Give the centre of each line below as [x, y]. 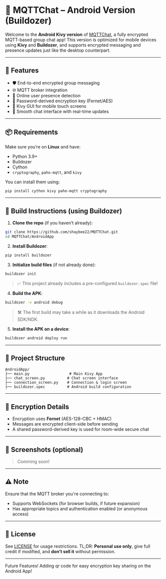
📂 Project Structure [35, 358]
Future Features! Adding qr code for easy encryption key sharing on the [78, 566]
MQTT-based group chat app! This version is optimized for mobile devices [81, 40]
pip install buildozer [28, 255]
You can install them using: [33, 182]
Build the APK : [27, 293]
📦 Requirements [32, 132]
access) [20, 514]
